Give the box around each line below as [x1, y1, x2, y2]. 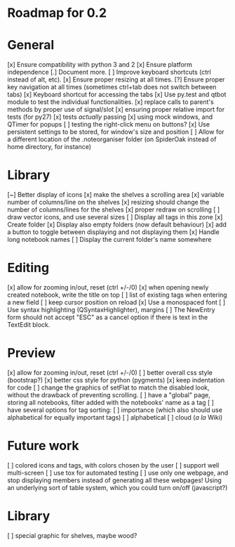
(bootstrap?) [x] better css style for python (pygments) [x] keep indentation [7, 375, 225, 384]
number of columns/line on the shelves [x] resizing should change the [7, 198, 210, 207]
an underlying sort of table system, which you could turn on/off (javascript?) [7, 483, 228, 491]
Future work [7, 438, 79, 454]
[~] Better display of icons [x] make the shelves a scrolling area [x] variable [7, 191, 224, 199]
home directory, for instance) [7, 143, 92, 151]
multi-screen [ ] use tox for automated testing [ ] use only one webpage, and [7, 468, 229, 477]
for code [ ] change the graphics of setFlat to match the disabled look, [7, 383, 210, 392]
